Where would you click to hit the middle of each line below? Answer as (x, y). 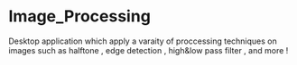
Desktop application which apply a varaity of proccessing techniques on (143, 41)
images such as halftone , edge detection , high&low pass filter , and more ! (148, 50)
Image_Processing (79, 16)
